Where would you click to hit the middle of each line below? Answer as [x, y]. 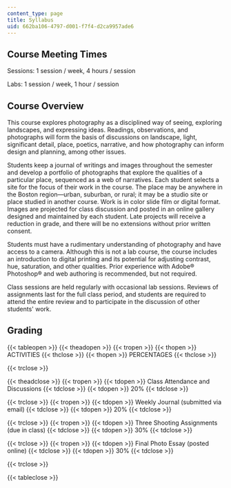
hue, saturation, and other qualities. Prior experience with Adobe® [101, 266]
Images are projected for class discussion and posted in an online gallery [111, 209]
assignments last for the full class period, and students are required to [107, 294]
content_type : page [35, 13]
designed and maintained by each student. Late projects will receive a [107, 216]
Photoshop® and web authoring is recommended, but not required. [102, 274]
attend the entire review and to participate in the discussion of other [103, 302]
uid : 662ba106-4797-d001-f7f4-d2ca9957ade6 [71, 26]
